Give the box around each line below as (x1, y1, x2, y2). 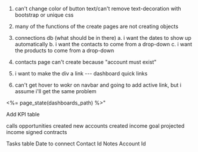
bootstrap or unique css (14, 11, 74, 18)
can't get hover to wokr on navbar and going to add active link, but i (14, 81, 182, 88)
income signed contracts (6, 129, 67, 135)
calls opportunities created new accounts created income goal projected (6, 122, 185, 129)
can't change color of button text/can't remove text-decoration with (14, 5, 181, 12)
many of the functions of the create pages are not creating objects (14, 23, 179, 30)
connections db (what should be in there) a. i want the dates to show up (14, 34, 192, 41)
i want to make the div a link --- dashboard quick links (14, 70, 148, 77)
